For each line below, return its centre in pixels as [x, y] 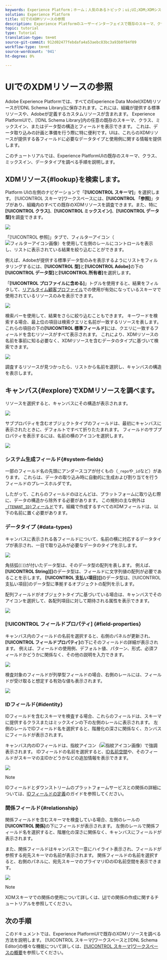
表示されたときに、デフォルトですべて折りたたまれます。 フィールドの [77, 429]
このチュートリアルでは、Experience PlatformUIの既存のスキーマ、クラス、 [83, 156]
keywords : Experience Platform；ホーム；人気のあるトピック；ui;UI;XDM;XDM [80, 10]
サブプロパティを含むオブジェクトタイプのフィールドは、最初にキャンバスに [83, 423]
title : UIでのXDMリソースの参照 [35, 19]
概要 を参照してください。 [40, 953]
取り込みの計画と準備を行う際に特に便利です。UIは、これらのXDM [82, 133]
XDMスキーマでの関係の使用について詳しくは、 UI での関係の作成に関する [80, 897]
